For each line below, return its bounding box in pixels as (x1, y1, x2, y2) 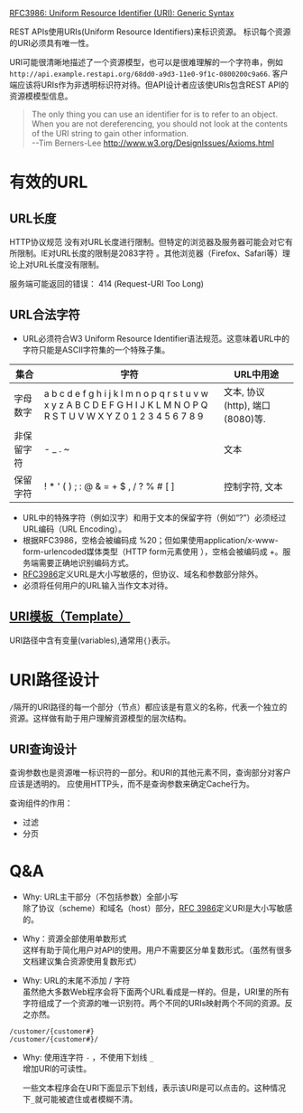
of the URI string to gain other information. (31, 128, 189, 138)
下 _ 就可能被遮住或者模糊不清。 (22, 1094, 138, 1105)
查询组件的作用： (9, 797, 73, 808)
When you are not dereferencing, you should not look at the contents (31, 118, 289, 129)
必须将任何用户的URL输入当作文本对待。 (22, 580, 173, 590)
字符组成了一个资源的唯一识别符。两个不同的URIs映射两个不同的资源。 (22, 998, 286, 1009)
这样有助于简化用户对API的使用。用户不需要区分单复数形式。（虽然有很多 (22, 945, 293, 956)
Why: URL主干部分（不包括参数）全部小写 (22, 891, 179, 902)
